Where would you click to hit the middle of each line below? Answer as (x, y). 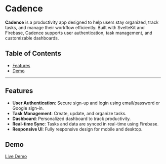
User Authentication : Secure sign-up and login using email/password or (86, 103)
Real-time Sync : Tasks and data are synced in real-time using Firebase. (85, 123)
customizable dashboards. (32, 38)
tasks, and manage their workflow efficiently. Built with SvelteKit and (75, 27)
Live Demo (16, 157)
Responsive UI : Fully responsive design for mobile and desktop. (77, 129)
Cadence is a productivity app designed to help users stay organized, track (82, 22)
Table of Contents (33, 54)
